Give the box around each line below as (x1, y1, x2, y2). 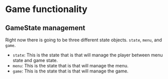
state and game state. (12, 57, 58, 63)
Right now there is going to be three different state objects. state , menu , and (5, 37, 162, 43)
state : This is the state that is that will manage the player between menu (12, 52, 163, 58)
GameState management (5, 24, 86, 32)
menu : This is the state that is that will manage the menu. (12, 63, 129, 68)
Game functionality (5, 4, 88, 15)
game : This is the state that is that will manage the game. (12, 68, 129, 74)
